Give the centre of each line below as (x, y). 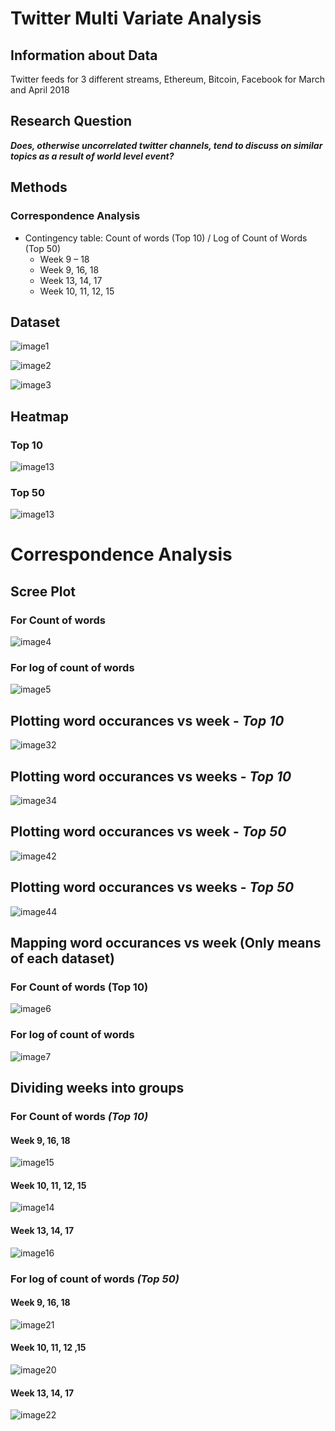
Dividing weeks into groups (97, 1088)
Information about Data (84, 55)
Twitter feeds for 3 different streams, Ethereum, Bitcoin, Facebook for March (167, 79)
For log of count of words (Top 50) (95, 1279)
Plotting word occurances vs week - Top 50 (148, 832)
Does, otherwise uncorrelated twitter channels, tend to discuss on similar (166, 145)
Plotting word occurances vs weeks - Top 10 (151, 776)
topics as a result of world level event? (92, 156)
